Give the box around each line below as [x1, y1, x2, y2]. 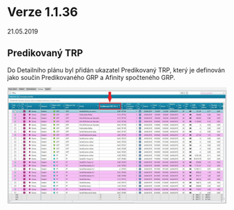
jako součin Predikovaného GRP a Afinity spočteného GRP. [7, 73, 175, 81]
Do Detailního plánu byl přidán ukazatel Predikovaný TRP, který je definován [7, 65, 225, 74]
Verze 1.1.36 [7, 4, 78, 20]
